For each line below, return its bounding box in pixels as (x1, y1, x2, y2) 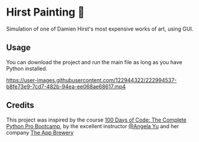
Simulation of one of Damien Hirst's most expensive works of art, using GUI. (6, 25, 194, 32)
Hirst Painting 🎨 (6, 5, 85, 19)
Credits (6, 100, 35, 110)
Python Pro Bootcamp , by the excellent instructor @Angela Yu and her (6, 122, 179, 129)
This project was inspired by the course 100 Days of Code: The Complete (6, 116, 187, 123)
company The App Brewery (6, 129, 74, 136)
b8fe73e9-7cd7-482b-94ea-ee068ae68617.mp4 (6, 83, 126, 90)
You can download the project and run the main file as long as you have (6, 58, 183, 65)
